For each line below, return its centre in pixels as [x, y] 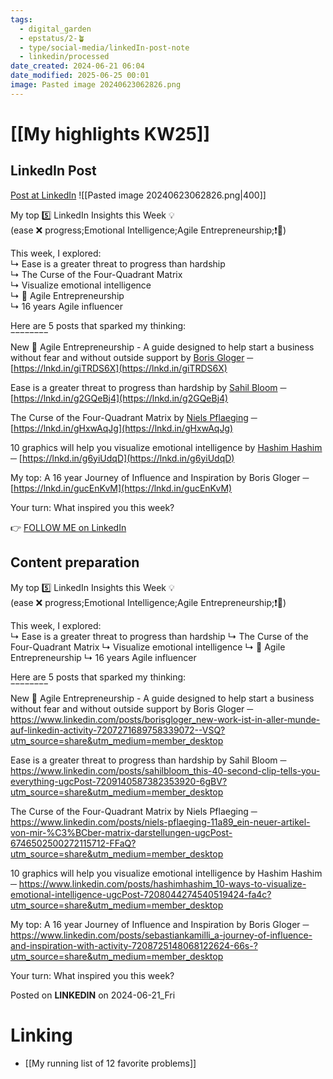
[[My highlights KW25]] [110, 133]
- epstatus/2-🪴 [52, 38]
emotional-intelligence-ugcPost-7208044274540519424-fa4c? [141, 894]
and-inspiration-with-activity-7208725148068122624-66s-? [134, 945]
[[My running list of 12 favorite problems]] [110, 1063]
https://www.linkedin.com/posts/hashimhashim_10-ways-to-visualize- [162, 883]
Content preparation [75, 562]
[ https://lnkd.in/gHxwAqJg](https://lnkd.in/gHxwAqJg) [122, 428]
